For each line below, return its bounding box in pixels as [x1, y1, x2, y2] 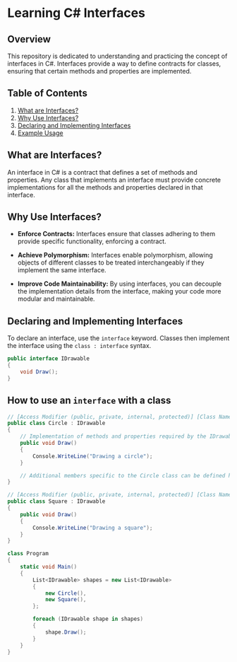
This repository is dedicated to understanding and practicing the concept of [7, 52, 228, 60]
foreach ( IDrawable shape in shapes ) [32, 615, 143, 623]
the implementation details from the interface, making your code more [17, 287, 221, 296]
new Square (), [44, 596, 87, 603]
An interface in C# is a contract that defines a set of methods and [7, 168, 197, 176]
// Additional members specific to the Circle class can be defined [20, 472, 226, 479]
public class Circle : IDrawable [7, 419, 106, 427]
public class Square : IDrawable [7, 498, 106, 505]
